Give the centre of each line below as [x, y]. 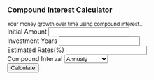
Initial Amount [27, 32]
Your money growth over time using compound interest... [76, 25]
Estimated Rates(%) [36, 50]
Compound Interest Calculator [60, 10]
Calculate [23, 68]
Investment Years [33, 41]
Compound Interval [35, 59]
